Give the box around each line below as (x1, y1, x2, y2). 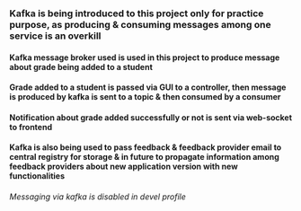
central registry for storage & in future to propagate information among (9, 152, 280, 163)
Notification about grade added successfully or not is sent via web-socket (9, 111, 293, 123)
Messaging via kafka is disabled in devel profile (9, 191, 187, 202)
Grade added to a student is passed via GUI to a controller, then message (9, 82, 287, 92)
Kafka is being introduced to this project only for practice (9, 7, 264, 20)
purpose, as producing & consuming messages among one (9, 18, 271, 31)
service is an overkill (9, 30, 102, 42)
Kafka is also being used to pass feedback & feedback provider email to (9, 142, 282, 153)
